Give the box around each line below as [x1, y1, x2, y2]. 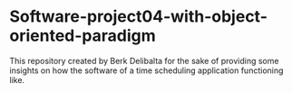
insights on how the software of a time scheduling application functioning [9, 65, 284, 76]
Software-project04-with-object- [9, 6, 268, 27]
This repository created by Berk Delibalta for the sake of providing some [9, 55, 279, 66]
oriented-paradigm [9, 25, 156, 46]
